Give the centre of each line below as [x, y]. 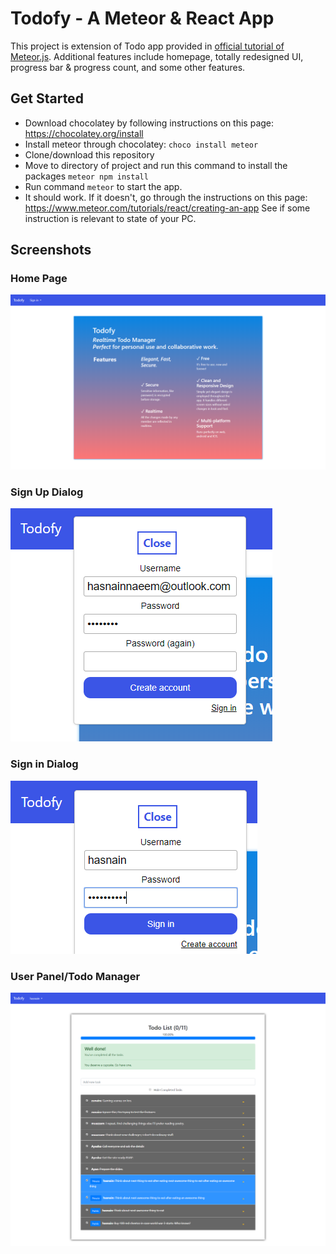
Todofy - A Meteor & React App [142, 18]
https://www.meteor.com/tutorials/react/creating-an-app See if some [167, 208]
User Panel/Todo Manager [75, 976]
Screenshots [51, 250]
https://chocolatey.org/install [84, 133]
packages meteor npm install [86, 176]
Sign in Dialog [44, 764]
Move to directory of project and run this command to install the [156, 165]
